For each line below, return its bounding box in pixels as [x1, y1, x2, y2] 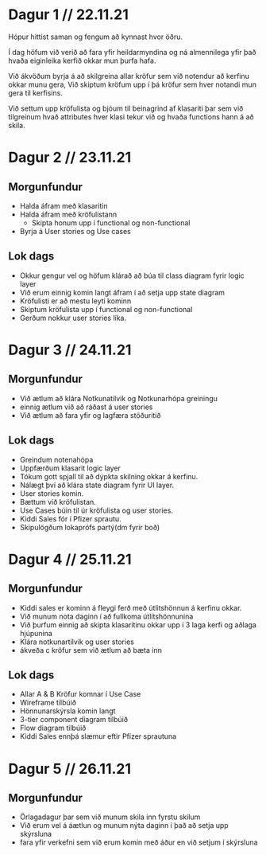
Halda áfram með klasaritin [19, 201, 108, 210]
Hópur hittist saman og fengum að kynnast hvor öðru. [8, 32, 183, 41]
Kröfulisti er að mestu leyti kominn [19, 296, 132, 306]
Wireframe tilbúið [19, 698, 77, 708]
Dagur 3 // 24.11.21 [8, 341, 132, 359]
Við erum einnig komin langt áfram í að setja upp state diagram [19, 287, 225, 297]
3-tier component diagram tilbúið [19, 715, 129, 724]
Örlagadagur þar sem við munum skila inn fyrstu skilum [19, 812, 201, 822]
